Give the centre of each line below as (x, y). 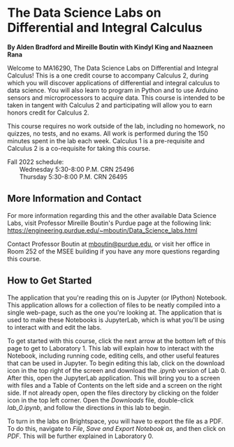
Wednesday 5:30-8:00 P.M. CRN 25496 (77, 169)
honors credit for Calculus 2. (48, 112)
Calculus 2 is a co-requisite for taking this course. (79, 148)
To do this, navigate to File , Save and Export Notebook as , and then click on (116, 428)
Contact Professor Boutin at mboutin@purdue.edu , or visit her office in (109, 244)
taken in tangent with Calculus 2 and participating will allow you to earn (110, 105)
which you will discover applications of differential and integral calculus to (114, 82)
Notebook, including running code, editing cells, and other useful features (114, 356)
